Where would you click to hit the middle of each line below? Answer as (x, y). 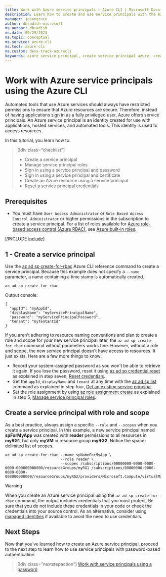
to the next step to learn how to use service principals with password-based (83, 549)
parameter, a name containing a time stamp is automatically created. (75, 277)
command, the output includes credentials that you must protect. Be (84, 500)
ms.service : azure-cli (28, 42)
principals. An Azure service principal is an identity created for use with (78, 120)
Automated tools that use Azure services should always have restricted (78, 105)
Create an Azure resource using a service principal (76, 181)
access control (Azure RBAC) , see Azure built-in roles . (82, 229)
